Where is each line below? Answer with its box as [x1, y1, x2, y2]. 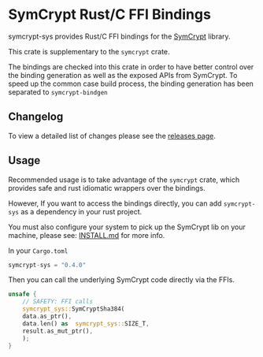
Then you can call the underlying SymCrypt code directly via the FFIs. [8, 275, 235, 284]
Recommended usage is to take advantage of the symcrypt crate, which [8, 175, 240, 184]
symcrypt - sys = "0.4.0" [8, 261, 87, 269]
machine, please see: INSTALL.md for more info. [8, 230, 165, 240]
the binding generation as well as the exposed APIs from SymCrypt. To [8, 70, 238, 80]
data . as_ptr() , [22, 313, 72, 321]
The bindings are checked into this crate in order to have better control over [8, 61, 254, 72]
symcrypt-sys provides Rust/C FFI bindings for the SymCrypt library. [8, 32, 231, 41]
